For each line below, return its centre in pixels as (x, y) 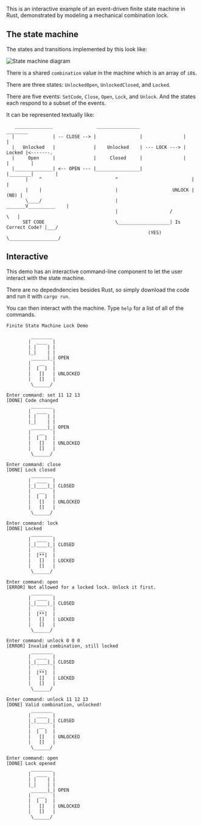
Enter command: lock (33, 523)
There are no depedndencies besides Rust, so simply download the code (98, 290)
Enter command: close (34, 464)
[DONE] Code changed (33, 400)
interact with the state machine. (46, 278)
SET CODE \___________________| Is (102, 222)
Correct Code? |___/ (33, 227)
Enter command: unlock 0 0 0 (43, 641)
